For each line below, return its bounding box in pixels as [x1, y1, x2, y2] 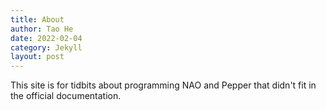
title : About [10, 14, 65, 25]
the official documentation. [10, 90, 122, 102]
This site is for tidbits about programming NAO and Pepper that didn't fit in [10, 79, 317, 91]
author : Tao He [10, 24, 74, 34]
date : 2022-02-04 [10, 33, 83, 43]
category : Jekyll [10, 42, 83, 53]
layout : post [10, 52, 65, 62]
